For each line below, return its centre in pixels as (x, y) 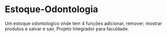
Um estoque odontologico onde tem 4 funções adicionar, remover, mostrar (83, 23)
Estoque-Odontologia (51, 9)
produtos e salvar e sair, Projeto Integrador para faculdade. (67, 28)
